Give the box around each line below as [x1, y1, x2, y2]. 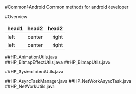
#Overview [5, 14, 27, 19]
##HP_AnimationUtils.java [5, 54, 57, 60]
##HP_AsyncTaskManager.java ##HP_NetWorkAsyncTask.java [5, 78, 132, 84]
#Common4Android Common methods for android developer [5, 4, 129, 10]
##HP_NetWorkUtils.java [5, 83, 55, 89]
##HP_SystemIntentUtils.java [5, 69, 64, 74]
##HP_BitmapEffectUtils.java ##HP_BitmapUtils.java [5, 59, 110, 65]
